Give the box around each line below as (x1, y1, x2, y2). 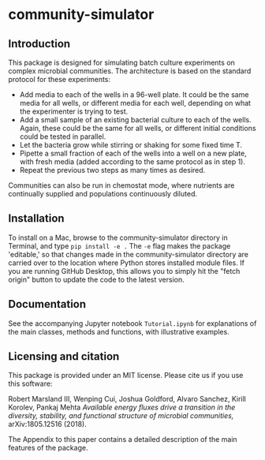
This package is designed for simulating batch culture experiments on (8, 58, 235, 67)
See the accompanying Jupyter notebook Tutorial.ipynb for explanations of (8, 318, 257, 328)
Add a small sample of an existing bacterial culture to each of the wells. (19, 115, 252, 124)
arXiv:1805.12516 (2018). (8, 420, 87, 429)
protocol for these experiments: (8, 75, 111, 84)
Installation (8, 211, 65, 226)
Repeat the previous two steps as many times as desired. (19, 166, 206, 174)
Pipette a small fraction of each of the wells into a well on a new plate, (19, 148, 247, 158)
